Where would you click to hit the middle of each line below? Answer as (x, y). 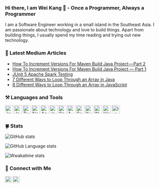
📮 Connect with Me (28, 168)
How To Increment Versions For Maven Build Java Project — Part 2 (79, 64)
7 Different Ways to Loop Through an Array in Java (64, 79)
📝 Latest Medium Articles (36, 53)
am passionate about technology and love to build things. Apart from (74, 30)
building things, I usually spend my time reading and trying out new (73, 35)
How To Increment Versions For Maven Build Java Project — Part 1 (79, 69)
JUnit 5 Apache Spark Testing (42, 74)
